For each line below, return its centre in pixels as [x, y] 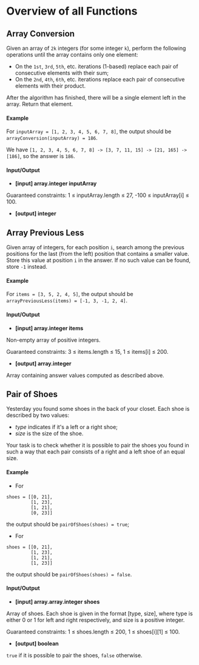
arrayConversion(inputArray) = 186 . [52, 138]
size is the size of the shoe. [49, 433]
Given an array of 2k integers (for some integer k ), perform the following [96, 48]
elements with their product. [50, 86]
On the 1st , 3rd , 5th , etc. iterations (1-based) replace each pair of [96, 66]
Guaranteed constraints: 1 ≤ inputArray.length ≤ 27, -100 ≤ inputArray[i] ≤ [98, 195]
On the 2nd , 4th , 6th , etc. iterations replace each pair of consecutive [100, 79]
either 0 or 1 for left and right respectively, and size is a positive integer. [96, 620]
